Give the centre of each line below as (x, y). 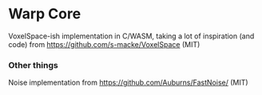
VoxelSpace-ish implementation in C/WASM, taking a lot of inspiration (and (131, 36)
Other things (33, 65)
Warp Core (45, 14)
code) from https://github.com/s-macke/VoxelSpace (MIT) (104, 44)
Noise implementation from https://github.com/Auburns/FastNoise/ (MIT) (129, 83)
